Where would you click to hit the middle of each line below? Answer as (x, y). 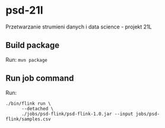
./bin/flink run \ (28, 103)
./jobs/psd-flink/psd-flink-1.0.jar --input (77, 114)
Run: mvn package (27, 59)
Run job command (40, 79)
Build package (33, 45)
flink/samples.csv (28, 119)
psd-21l (24, 10)
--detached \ (37, 108)
